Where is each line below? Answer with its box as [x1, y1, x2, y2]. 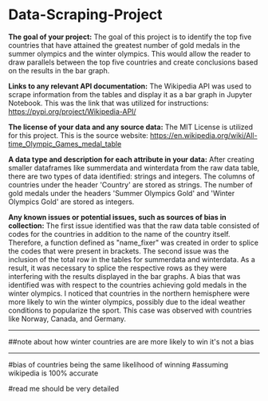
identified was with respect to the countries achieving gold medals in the [8, 280, 247, 289]
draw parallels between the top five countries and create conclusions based [8, 57, 258, 67]
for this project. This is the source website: [8, 130, 149, 140]
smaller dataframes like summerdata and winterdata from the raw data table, [8, 163, 260, 172]
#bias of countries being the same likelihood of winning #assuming [8, 360, 229, 369]
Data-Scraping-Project [8, 6, 163, 24]
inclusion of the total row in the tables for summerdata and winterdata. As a [8, 254, 255, 264]
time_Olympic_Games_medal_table [8, 139, 122, 148]
